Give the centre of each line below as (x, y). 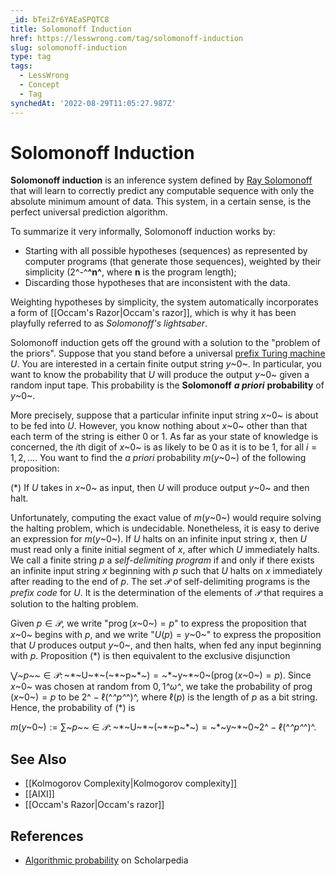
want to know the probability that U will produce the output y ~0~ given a (160, 375)
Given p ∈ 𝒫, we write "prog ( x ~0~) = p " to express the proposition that (158, 623)
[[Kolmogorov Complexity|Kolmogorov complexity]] (131, 783)
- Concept (39, 85)
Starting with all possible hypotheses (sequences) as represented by (166, 251)
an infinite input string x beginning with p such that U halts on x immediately (166, 571)
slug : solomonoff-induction (69, 47)
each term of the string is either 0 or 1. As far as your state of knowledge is (164, 437)
